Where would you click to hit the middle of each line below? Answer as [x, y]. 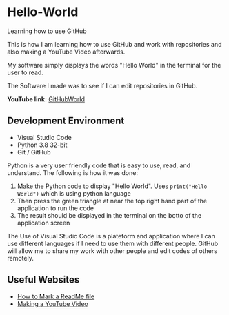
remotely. [21, 258]
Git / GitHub [34, 152]
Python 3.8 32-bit [42, 145]
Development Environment [66, 121]
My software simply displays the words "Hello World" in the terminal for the [114, 65]
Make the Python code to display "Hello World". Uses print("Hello [112, 186]
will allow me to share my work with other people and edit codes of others [112, 251]
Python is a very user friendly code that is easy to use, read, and [99, 165]
